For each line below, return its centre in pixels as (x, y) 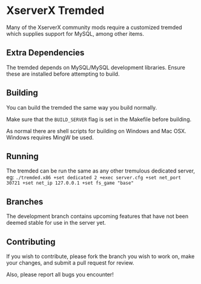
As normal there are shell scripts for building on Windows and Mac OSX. (96, 131)
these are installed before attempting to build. (63, 74)
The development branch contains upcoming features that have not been (97, 216)
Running (23, 156)
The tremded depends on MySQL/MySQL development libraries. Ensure (96, 67)
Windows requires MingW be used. (50, 137)
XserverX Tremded (55, 11)
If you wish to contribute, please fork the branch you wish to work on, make (100, 256)
